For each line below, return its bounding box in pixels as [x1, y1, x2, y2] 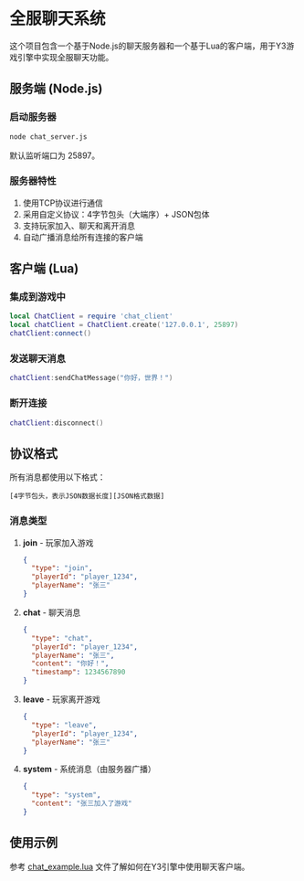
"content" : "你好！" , [31, 659, 110, 668]
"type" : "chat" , [31, 633, 93, 642]
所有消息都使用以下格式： [9, 472, 106, 483]
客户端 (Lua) [9, 261, 79, 277]
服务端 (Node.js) [9, 81, 103, 97]
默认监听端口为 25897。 [9, 150, 100, 161]
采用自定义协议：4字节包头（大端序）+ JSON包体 [22, 208, 210, 219]
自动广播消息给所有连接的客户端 [22, 231, 143, 242]
